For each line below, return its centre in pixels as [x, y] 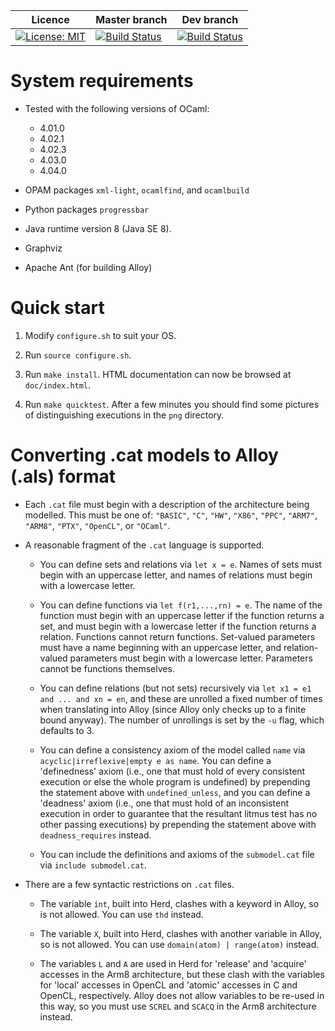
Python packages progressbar [87, 209]
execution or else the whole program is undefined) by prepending [175, 781]
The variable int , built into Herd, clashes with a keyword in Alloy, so [179, 903]
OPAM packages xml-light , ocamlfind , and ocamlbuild [137, 190]
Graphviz [43, 248]
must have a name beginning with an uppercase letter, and [160, 647]
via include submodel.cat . [93, 865]
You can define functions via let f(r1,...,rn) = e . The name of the [181, 605]
